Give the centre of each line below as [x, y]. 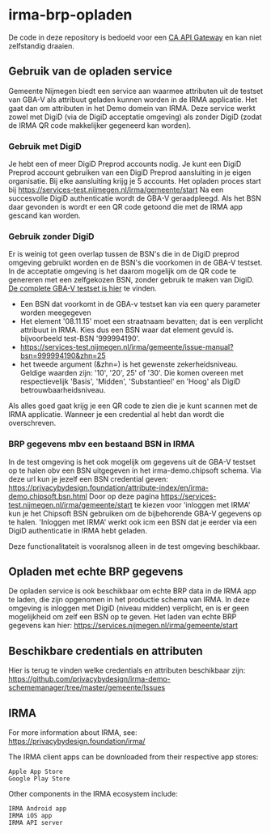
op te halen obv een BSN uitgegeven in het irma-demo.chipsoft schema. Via [135, 470]
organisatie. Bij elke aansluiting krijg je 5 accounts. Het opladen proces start [135, 181]
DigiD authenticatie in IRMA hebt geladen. [78, 530]
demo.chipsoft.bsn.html [48, 496]
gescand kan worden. [44, 215]
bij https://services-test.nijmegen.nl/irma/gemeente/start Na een [116, 190]
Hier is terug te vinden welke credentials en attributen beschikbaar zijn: [127, 670]
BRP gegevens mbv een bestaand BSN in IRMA [102, 444]
